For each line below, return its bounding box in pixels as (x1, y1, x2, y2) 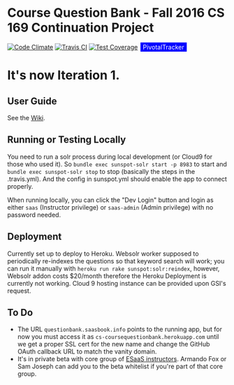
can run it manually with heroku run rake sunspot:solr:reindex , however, (7, 264, 220, 273)
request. (7, 286, 31, 295)
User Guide (7, 95, 57, 107)
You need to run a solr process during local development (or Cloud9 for (7, 152, 213, 161)
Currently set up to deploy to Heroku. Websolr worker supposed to (7, 249, 199, 258)
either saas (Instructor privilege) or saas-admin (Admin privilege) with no (7, 203, 214, 211)
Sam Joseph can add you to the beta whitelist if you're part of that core (17, 362, 224, 371)
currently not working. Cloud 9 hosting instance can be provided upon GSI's (7, 279, 226, 287)
